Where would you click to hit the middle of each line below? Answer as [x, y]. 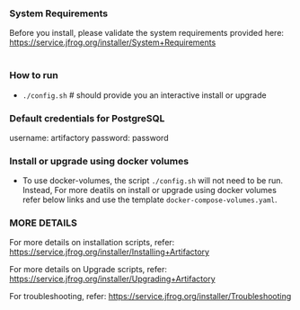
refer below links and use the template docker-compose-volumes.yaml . [150, 199]
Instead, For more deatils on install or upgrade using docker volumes [149, 190]
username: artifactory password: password [89, 137]
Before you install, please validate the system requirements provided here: [147, 33]
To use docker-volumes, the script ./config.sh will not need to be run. [153, 181]
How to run [34, 75]
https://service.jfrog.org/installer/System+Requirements [113, 42]
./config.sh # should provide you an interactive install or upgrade [144, 95]
